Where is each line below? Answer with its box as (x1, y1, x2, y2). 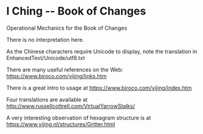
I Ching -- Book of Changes (6, 4, 146, 18)
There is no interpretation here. (6, 36, 84, 43)
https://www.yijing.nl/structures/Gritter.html (6, 120, 115, 128)
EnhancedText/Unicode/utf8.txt (6, 54, 85, 61)
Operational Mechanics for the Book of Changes (6, 24, 128, 32)
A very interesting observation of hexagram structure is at (6, 114, 151, 121)
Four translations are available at (6, 96, 88, 103)
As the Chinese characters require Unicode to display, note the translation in (6, 47, 198, 55)
